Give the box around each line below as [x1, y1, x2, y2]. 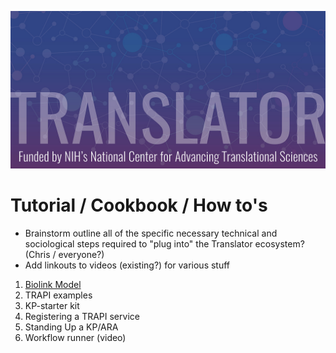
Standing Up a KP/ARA [24, 321, 119, 333]
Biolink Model [24, 278, 82, 290]
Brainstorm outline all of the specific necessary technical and [24, 227, 278, 239]
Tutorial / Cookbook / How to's [10, 194, 268, 217]
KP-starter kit [24, 299, 80, 311]
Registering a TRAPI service [24, 310, 140, 322]
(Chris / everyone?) [24, 248, 105, 260]
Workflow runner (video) [24, 331, 127, 343]
